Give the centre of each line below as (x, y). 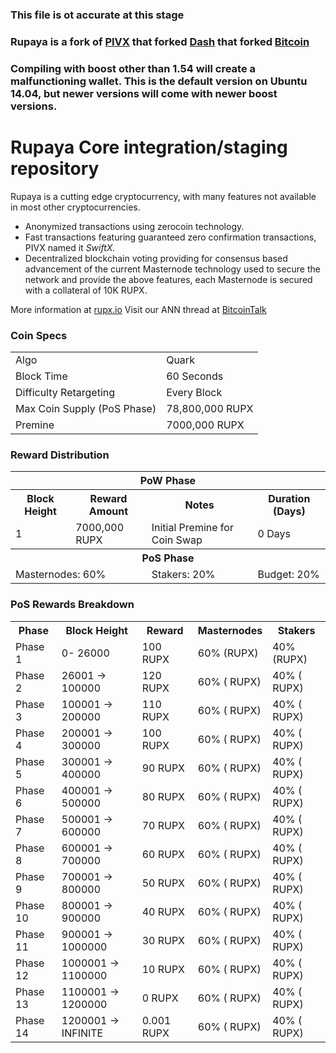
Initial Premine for (192, 528)
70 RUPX (163, 825)
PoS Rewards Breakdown (72, 605)
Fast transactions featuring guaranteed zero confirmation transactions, (170, 237)
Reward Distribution (60, 455)
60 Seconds (195, 376)
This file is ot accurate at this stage (97, 15)
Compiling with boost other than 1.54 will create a (133, 68)
